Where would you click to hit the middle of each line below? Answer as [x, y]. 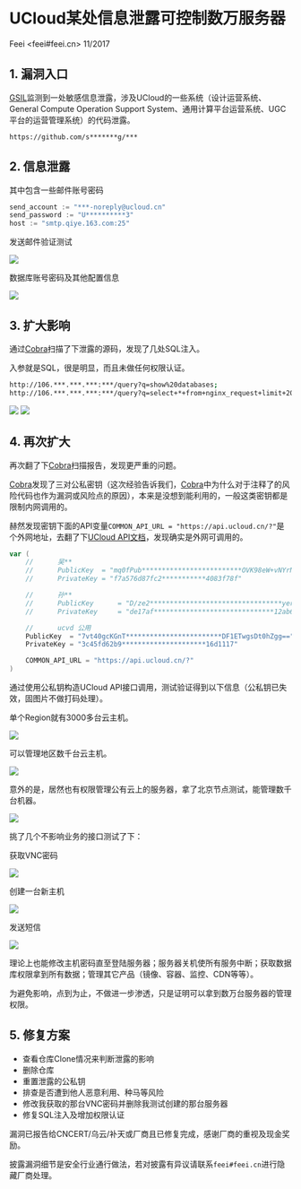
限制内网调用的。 [41, 507]
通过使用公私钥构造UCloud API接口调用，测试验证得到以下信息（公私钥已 [144, 688]
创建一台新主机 [37, 891]
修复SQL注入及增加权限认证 [73, 1115]
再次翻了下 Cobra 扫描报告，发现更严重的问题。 [95, 465]
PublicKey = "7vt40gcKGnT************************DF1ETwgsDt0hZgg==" [160, 636]
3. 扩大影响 [40, 325]
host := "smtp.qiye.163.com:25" [69, 224]
